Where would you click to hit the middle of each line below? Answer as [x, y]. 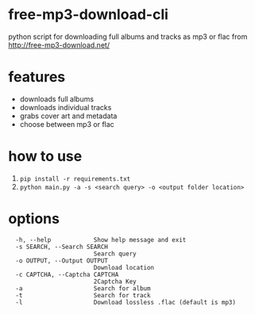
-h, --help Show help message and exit [101, 239]
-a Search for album [83, 288]
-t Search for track [83, 295]
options [34, 219]
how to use [45, 157]
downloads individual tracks [66, 107]
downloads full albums [56, 99]
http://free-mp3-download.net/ [59, 44]
